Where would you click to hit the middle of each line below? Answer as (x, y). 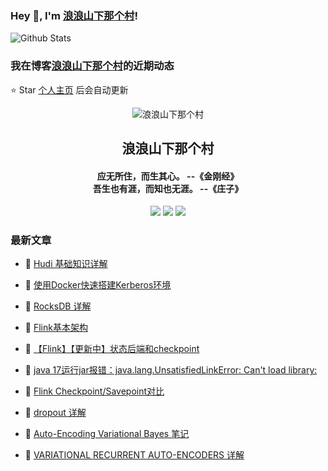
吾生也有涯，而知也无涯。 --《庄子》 (168, 188)
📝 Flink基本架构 (56, 328)
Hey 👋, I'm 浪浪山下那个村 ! (74, 15)
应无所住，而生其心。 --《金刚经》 (168, 176)
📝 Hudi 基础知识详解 (66, 264)
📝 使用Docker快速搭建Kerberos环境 (98, 285)
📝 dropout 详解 (55, 413)
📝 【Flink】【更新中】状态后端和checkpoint (112, 349)
